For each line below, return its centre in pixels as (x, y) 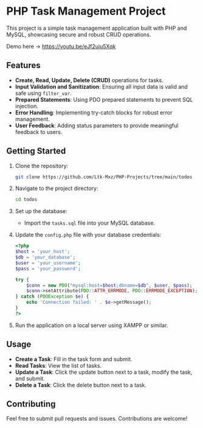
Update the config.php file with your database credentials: (88, 235)
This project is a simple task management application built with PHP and (97, 28)
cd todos (26, 200)
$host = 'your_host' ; (43, 252)
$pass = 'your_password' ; (48, 268)
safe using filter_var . (43, 93)
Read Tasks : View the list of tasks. (58, 365)
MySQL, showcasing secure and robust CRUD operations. (79, 34)
